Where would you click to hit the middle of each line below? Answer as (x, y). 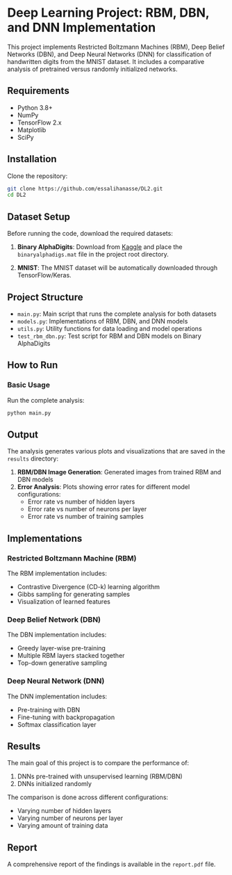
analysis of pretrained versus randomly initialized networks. (92, 69)
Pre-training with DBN (49, 709)
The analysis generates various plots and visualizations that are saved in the (116, 451)
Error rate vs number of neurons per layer (87, 509)
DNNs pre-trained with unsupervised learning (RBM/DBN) (100, 776)
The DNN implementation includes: (57, 696)
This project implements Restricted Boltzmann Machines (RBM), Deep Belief (116, 47)
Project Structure (45, 297)
